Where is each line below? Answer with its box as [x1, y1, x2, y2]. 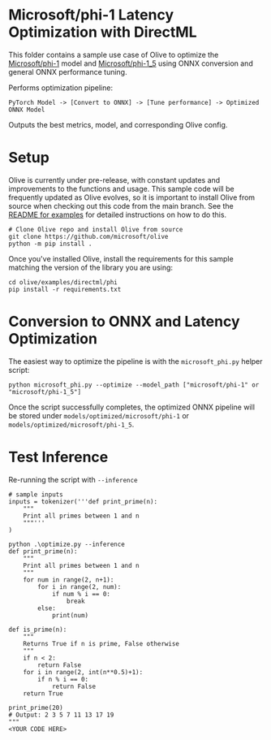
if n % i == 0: [37, 675, 89, 683]
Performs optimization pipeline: [8, 83, 114, 93]
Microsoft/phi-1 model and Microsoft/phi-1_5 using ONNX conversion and [8, 58, 253, 68]
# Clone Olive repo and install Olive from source [8, 225, 183, 233]
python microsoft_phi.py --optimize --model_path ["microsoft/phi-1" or [8, 380, 260, 389]
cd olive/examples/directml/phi [8, 278, 118, 286]
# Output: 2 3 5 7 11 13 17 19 [8, 711, 114, 719]
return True [23, 689, 63, 698]
